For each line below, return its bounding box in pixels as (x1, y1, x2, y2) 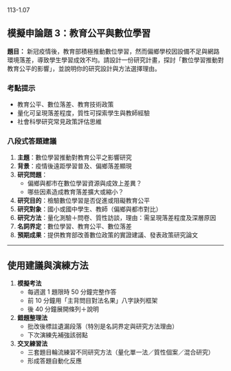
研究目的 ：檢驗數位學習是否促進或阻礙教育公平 (16, 197, 150, 205)
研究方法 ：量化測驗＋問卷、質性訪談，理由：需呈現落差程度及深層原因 (16, 214, 217, 222)
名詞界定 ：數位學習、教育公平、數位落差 (16, 222, 132, 230)
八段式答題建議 (7, 137, 57, 146)
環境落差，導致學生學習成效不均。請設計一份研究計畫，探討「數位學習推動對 (7, 55, 224, 64)
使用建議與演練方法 (7, 259, 89, 271)
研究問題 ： (16, 170, 48, 179)
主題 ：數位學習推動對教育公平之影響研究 (16, 153, 132, 161)
